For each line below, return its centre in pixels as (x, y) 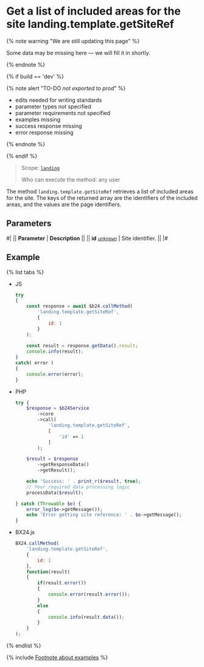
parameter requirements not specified (63, 113)
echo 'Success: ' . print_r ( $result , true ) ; (84, 482)
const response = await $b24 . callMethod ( (79, 306)
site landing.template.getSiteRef (90, 24)
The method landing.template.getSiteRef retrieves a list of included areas (100, 191)
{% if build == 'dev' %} (35, 76)
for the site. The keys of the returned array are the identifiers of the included (102, 198)
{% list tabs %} (25, 272)
